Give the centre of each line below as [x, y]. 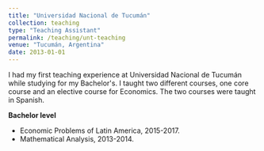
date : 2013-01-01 [37, 52]
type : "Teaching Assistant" [55, 30]
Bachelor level [33, 115]
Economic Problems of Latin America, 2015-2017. [99, 130]
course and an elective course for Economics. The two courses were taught [132, 91]
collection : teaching [44, 23]
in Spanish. [27, 100]
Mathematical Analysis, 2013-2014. [77, 139]
